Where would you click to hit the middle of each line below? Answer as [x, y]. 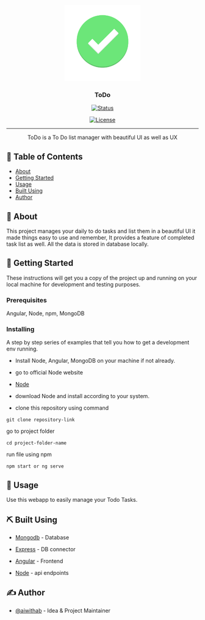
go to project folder [31, 431]
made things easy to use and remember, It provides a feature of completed [100, 237]
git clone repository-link [41, 420]
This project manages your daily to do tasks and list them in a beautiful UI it [101, 231]
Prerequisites [27, 300]
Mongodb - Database [42, 537]
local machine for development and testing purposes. [74, 284]
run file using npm [29, 454]
